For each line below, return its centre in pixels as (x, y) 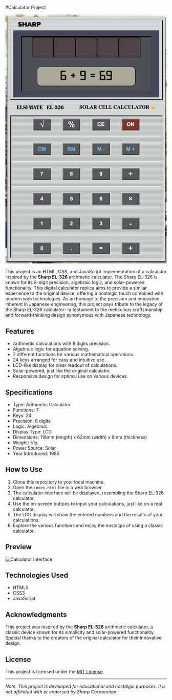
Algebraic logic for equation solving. (51, 349)
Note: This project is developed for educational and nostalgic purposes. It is (85, 686)
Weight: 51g (25, 443)
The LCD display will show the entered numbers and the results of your (88, 514)
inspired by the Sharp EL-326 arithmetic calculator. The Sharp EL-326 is (81, 277)
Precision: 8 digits (32, 421)
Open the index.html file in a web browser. (58, 487)
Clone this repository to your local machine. (59, 482)
